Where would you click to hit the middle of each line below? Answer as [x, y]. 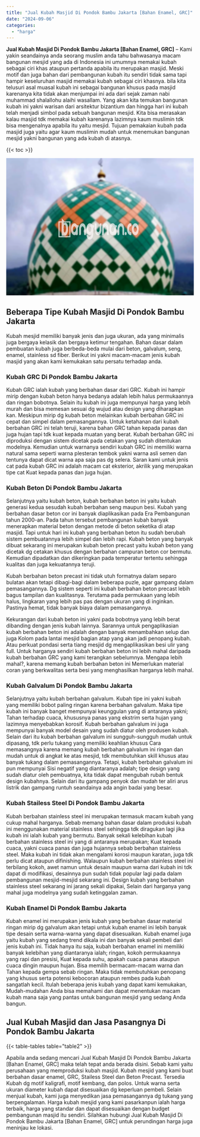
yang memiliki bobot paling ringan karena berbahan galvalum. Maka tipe [95, 705]
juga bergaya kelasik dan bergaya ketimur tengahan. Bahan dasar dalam [95, 342]
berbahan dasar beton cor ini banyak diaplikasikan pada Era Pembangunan [98, 514]
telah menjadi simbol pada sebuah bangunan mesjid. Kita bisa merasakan [96, 113]
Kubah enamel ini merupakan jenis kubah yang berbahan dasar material [94, 921]
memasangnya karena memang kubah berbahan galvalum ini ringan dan [95, 749]
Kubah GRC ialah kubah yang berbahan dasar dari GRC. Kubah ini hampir [96, 389]
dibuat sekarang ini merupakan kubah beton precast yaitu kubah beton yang [100, 545]
